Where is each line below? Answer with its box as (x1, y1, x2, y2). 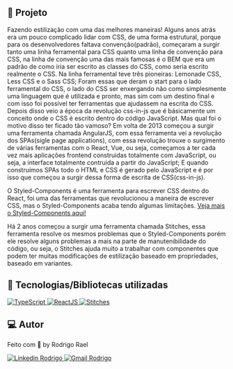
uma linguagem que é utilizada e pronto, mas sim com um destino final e (7, 92, 215, 100)
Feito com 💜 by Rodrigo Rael (7, 341, 88, 349)
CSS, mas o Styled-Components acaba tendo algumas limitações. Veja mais (7, 201, 225, 209)
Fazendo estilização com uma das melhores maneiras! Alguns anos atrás (7, 25, 216, 33)
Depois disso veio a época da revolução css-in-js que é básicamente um (7, 106, 216, 115)
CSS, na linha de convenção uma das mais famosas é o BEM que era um (7, 55, 216, 63)
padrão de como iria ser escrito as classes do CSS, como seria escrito (7, 62, 209, 70)
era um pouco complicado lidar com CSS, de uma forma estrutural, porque (7, 33, 221, 41)
